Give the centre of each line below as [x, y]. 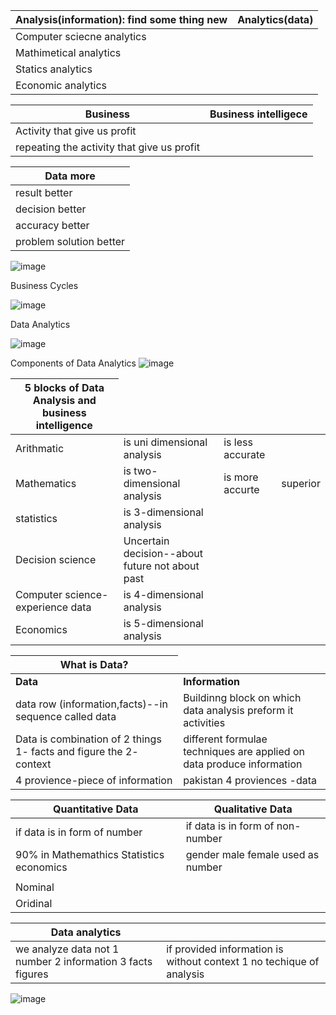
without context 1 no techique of [243, 961]
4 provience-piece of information [94, 780]
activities [204, 722]
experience [42, 607]
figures [32, 974]
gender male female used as [252, 854]
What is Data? [94, 664]
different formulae [225, 739]
